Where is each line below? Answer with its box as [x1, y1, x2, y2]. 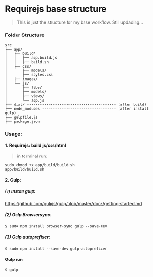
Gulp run [5, 257, 23, 262]
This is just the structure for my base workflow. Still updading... [17, 19, 143, 25]
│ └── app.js [5, 98, 45, 103]
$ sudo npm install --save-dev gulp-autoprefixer [5, 246, 108, 251]
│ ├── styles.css [5, 72, 53, 77]
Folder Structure [5, 32, 45, 38]
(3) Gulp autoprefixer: [5, 234, 50, 240]
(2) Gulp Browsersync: [5, 211, 52, 217]
